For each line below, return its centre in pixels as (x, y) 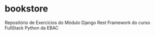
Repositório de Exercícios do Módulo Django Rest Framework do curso (77, 22)
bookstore (26, 9)
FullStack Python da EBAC (31, 27)
